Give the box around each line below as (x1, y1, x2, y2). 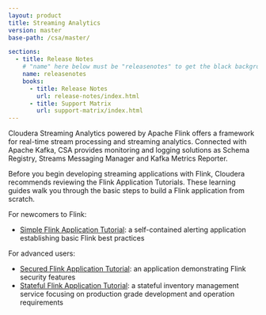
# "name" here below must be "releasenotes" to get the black (22, 63, 232, 71)
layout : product (8, 11, 62, 20)
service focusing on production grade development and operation (19, 290, 235, 299)
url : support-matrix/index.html (36, 107, 144, 115)
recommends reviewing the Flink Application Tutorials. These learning (8, 177, 236, 187)
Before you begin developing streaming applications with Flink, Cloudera (8, 169, 245, 179)
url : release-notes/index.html (36, 92, 140, 100)
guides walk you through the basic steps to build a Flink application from (8, 186, 245, 195)
